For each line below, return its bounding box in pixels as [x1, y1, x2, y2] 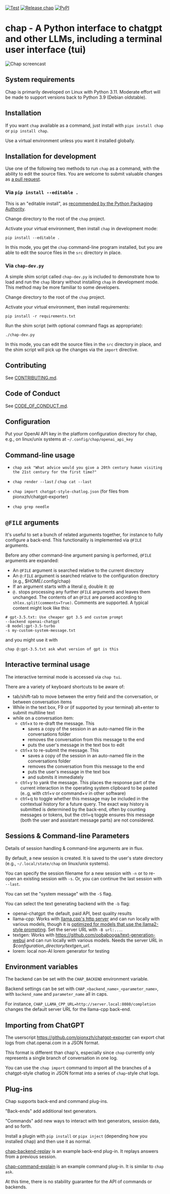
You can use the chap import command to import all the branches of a [5, 1065, 151, 1071]
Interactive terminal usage [5, 660, 90, 669]
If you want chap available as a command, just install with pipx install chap [5, 122, 163, 129]
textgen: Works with [12, 931, 55, 938]
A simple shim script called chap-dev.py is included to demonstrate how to [5, 273, 160, 279]
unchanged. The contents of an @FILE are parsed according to [12, 594, 142, 601]
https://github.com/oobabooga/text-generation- [55, 931, 156, 938]
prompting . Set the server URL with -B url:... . [24, 926, 123, 932]
